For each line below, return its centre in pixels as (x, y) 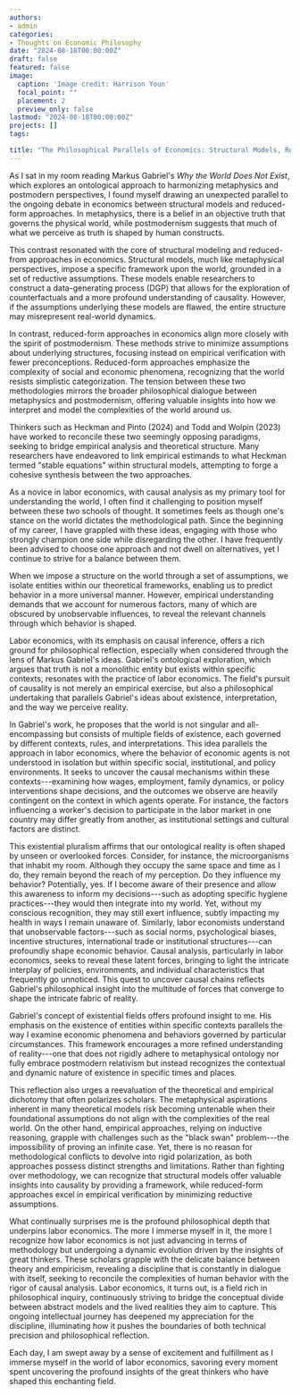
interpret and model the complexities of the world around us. (121, 410)
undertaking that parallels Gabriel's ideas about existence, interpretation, (143, 697)
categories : (31, 34)
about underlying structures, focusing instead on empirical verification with (147, 352)
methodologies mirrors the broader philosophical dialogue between (133, 391)
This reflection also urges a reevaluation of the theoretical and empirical (142, 1090)
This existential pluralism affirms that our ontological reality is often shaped (147, 846)
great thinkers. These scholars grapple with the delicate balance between (145, 1259)
